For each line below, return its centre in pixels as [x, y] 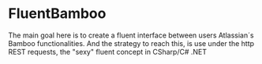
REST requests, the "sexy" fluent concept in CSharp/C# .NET [108, 52]
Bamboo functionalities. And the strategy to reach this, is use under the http [131, 43]
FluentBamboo [57, 14]
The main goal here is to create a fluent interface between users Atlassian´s [131, 35]
